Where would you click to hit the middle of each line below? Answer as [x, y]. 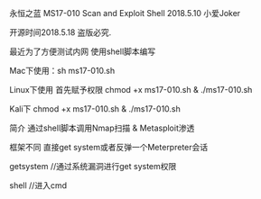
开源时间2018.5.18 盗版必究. [61, 32]
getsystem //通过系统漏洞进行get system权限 [93, 166]
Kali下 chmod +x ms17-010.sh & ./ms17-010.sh [95, 109]
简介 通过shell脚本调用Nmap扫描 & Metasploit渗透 [102, 128]
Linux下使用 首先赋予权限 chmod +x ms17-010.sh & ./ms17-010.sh [131, 90]
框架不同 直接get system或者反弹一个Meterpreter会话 [109, 147]
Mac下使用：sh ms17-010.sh [62, 71]
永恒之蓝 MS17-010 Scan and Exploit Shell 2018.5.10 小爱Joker [125, 13]
